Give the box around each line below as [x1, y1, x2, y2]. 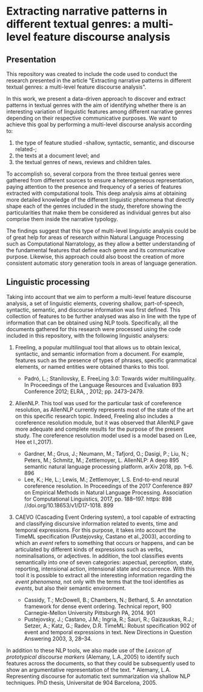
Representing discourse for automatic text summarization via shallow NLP [6, 673, 191, 680]
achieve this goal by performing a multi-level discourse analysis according [6, 121, 192, 128]
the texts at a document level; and [15, 152, 100, 159]
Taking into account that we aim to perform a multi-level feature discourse [6, 293, 191, 300]
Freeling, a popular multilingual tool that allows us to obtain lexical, [15, 343, 181, 351]
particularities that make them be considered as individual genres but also [6, 209, 191, 216]
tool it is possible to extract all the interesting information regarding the [15, 571, 192, 578]
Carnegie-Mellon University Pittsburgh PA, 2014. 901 [24, 609, 156, 616]
